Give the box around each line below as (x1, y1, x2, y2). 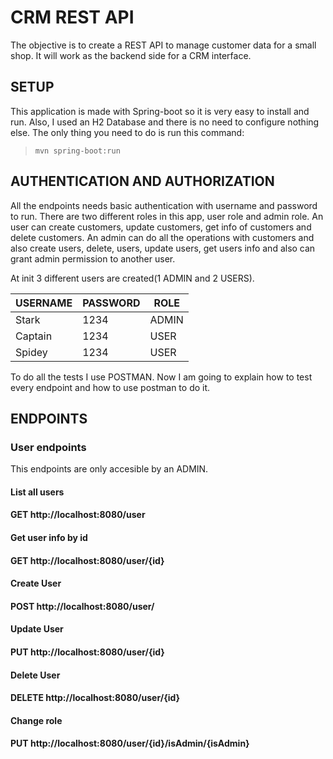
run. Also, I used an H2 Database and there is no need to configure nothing (10, 116, 320, 128)
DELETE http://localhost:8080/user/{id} (10, 692, 181, 704)
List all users (10, 486, 65, 498)
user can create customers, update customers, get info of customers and (10, 221, 312, 233)
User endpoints (10, 440, 87, 454)
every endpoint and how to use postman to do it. (10, 381, 211, 393)
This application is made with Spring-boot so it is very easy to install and (10, 105, 310, 117)
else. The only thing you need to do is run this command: (10, 126, 245, 138)
